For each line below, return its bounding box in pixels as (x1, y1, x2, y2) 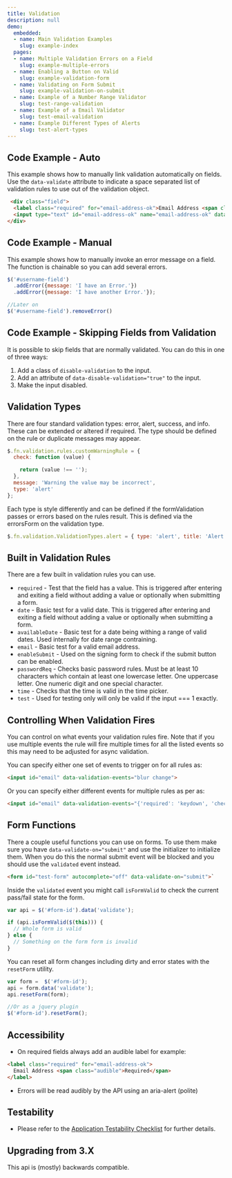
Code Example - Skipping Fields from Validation (7, 327, 217, 339)
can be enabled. (17, 658, 64, 666)
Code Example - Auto (7, 152, 101, 164)
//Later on (7, 301, 39, 308)
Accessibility (7, 1029, 65, 1041)
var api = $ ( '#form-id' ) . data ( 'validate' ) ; (7, 906, 135, 913)
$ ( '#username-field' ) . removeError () (7, 308, 113, 315)
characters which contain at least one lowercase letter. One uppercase (17, 672, 219, 680)
